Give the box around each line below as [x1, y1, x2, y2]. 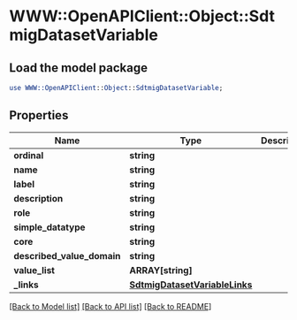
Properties [9, 108, 69, 123]
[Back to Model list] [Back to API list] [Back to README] [9, 301, 212, 311]
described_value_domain [13, 249, 121, 262]
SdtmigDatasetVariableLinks [129, 278, 253, 291]
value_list [13, 263, 56, 276]
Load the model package [9, 60, 148, 75]
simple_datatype [13, 221, 86, 233]
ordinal [13, 149, 44, 161]
